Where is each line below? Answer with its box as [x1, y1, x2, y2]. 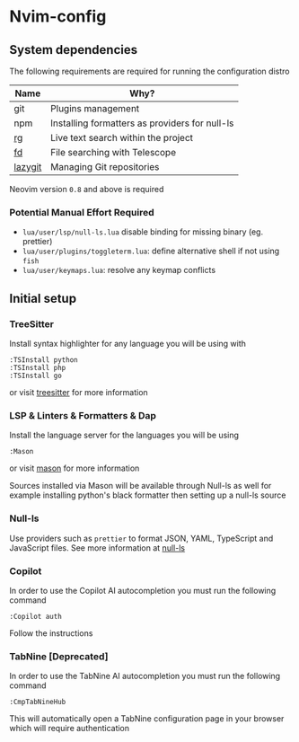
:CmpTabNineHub [9, 698, 66, 707]
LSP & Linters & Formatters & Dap [9, 409, 157, 421]
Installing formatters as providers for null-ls [50, 117, 234, 129]
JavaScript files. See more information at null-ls [9, 542, 186, 553]
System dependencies [9, 42, 137, 57]
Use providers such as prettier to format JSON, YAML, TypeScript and [9, 533, 274, 543]
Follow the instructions [9, 627, 93, 639]
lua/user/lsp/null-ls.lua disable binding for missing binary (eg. [22, 226, 263, 237]
